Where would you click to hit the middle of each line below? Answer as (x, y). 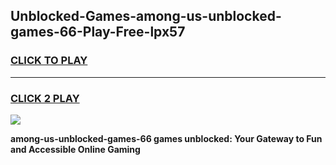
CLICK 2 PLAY (45, 98)
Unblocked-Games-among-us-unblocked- (146, 16)
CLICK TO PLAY (49, 61)
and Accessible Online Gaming (75, 149)
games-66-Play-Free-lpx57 (98, 32)
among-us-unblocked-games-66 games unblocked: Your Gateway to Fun (166, 138)
